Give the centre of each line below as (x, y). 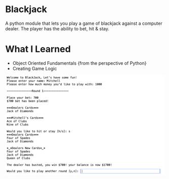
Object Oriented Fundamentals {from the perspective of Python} (79, 63)
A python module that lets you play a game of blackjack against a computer (84, 23)
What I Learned (38, 49)
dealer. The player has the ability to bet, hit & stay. (57, 28)
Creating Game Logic (35, 68)
